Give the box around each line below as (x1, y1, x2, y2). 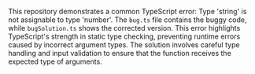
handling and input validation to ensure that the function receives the (8, 49, 232, 57)
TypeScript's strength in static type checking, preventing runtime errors (8, 31, 241, 41)
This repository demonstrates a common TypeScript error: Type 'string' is (8, 7, 247, 16)
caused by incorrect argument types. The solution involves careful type (8, 40, 240, 50)
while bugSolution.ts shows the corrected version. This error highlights (8, 24, 241, 32)
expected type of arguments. (8, 57, 102, 66)
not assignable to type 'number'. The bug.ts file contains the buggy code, (8, 15, 247, 24)
